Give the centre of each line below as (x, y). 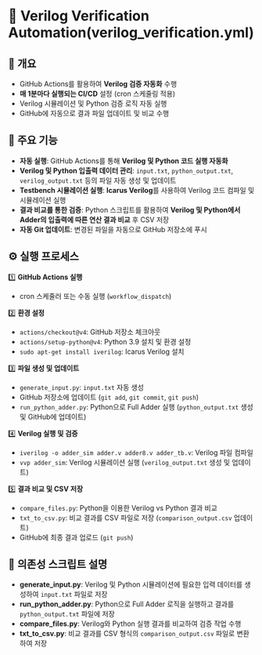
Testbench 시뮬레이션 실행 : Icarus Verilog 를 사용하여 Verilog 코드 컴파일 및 (137, 190)
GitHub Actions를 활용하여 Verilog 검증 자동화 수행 (98, 84)
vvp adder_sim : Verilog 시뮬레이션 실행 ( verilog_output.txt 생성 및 (125, 462)
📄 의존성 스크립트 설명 (58, 564)
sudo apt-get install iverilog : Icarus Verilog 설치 (102, 351)
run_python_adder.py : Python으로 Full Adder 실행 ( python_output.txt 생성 (136, 406)
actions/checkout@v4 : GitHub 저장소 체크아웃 (90, 332)
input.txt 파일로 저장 (74, 595)
